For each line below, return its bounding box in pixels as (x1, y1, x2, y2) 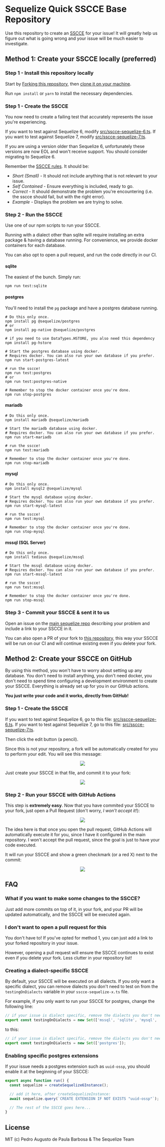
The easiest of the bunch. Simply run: (5, 274, 81, 280)
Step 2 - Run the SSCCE (5, 211, 63, 218)
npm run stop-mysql (5, 529, 45, 534)
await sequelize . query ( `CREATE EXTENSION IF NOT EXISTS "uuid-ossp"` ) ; (9, 1096, 160, 1101)
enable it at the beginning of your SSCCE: (5, 1069, 89, 1075)
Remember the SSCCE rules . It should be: (5, 163, 89, 169)
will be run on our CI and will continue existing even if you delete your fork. (5, 640, 157, 646)
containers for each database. (5, 242, 66, 248)
